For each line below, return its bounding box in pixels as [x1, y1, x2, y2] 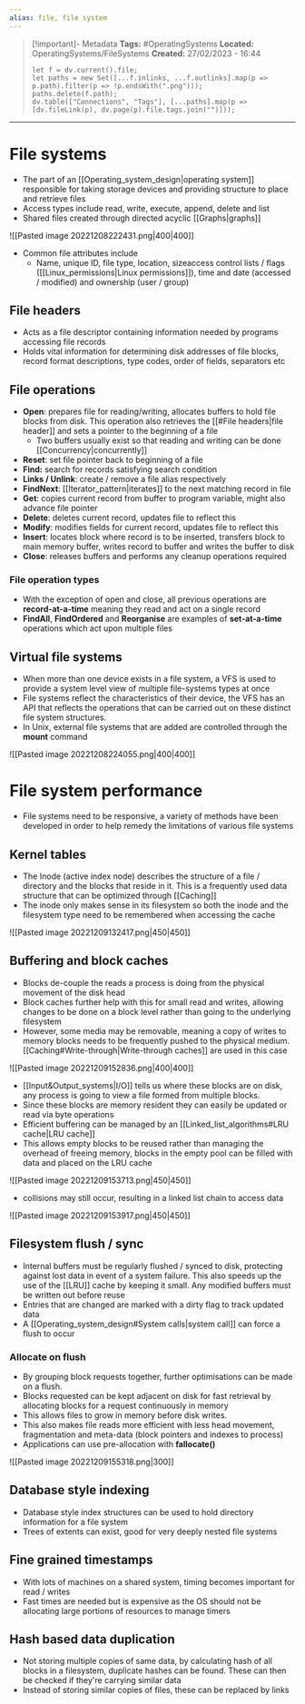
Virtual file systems [9, 649, 123, 665]
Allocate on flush [9, 1350, 86, 1363]
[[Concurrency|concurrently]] [35, 445, 148, 456]
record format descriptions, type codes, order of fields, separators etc [22, 356, 286, 367]
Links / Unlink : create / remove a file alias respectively [22, 474, 227, 485]
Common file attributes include [22, 247, 139, 259]
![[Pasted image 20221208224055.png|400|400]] [9, 749, 196, 760]
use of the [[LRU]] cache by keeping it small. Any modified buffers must [22, 1279, 291, 1290]
